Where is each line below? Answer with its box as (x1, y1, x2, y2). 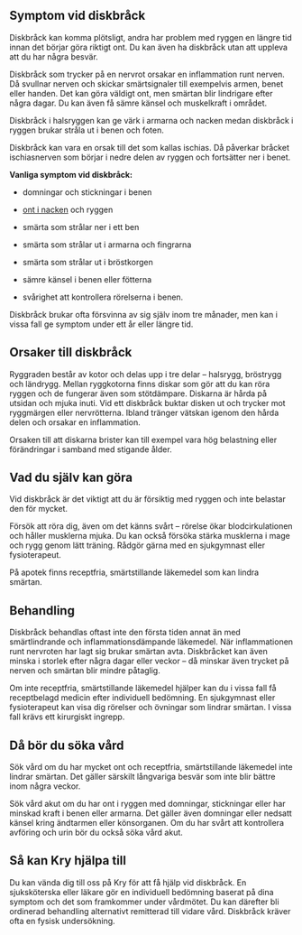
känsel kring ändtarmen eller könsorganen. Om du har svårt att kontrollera (9, 818, 284, 829)
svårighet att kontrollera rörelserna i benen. (22, 292, 184, 302)
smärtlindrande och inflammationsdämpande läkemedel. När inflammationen (9, 636, 294, 647)
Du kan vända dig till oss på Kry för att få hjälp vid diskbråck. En (9, 876, 247, 888)
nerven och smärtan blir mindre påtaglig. (9, 665, 160, 676)
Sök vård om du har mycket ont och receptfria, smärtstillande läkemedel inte (9, 762, 293, 773)
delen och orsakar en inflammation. (9, 416, 142, 428)
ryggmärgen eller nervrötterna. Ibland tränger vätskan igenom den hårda (9, 407, 279, 418)
